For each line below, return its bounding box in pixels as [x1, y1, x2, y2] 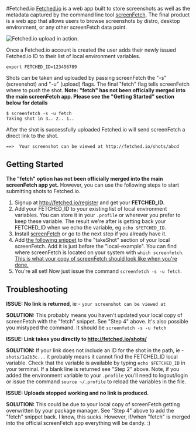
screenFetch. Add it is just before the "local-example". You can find [14, 242, 177, 249]
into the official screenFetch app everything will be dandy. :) [6, 419, 151, 426]
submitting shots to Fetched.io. [6, 187, 81, 194]
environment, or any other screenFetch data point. [6, 23, 128, 31]
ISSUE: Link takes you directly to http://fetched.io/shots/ [6, 335, 147, 342]
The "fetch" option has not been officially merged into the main [6, 175, 163, 182]
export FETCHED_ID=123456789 [6, 64, 77, 70]
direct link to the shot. [6, 132, 59, 139]
